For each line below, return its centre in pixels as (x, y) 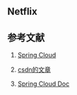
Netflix (22, 12)
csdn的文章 (34, 69)
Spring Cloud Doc (43, 84)
